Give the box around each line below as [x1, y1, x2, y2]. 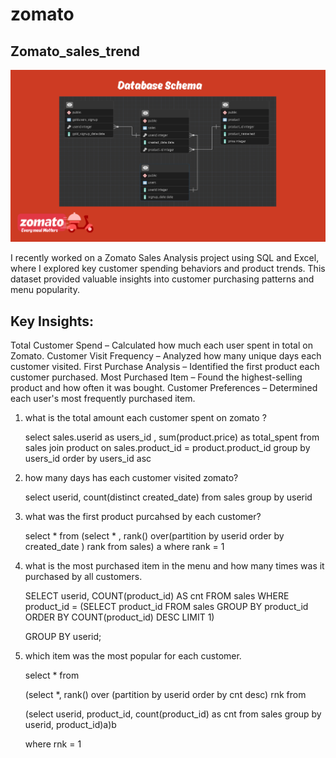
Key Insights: [10, 313, 95, 330]
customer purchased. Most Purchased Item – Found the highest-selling [10, 371, 303, 383]
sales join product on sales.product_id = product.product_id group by [24, 441, 311, 453]
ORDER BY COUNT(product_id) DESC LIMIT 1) [24, 611, 215, 623]
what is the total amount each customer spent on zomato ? [24, 411, 267, 423]
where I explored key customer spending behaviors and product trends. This [10, 263, 326, 275]
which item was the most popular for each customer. [24, 649, 242, 662]
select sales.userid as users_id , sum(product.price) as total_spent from [24, 431, 320, 443]
